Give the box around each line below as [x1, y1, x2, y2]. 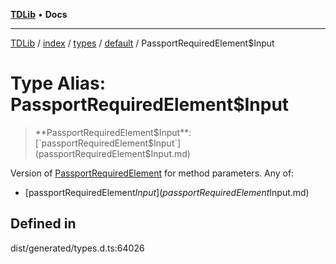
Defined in [10, 215, 77, 233]
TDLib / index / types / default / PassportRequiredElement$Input [10, 37, 275, 49]
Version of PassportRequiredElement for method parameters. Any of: [10, 167, 295, 179]
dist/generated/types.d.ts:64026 [10, 242, 145, 254]
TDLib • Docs [10, 9, 68, 20]
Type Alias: [10, 72, 107, 95]
